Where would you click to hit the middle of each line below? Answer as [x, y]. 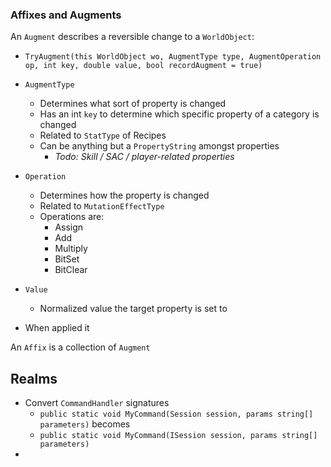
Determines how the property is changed [124, 195]
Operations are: [72, 217]
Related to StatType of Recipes [103, 135]
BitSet [67, 259]
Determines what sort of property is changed [133, 104]
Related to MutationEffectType [102, 206]
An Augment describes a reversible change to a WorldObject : [132, 37]
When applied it [57, 328]
